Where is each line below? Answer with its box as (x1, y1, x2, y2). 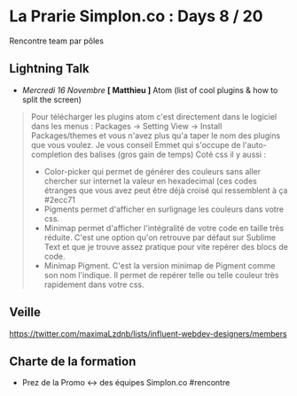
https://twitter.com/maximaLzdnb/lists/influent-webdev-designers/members (9, 328, 287, 338)
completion (30, 149, 73, 159)
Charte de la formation (9, 353, 137, 369)
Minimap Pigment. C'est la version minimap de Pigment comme (43, 260, 276, 271)
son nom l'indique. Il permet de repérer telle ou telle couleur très (43, 269, 279, 280)
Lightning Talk (9, 61, 90, 76)
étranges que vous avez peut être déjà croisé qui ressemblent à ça (43, 184, 288, 196)
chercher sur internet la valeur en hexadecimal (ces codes (43, 175, 257, 186)
